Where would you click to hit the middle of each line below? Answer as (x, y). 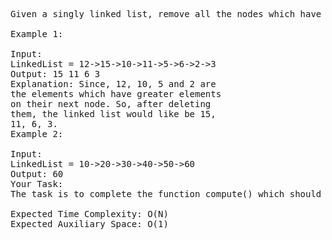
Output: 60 (37, 174)
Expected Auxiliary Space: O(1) (89, 224)
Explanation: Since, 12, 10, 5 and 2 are (113, 84)
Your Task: (37, 184)
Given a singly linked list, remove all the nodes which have (166, 14)
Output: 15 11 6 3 (55, 74)
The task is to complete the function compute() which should (166, 194)
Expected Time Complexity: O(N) (89, 214)
